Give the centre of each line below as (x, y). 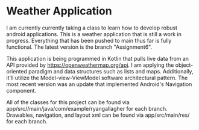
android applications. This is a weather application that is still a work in (94, 34)
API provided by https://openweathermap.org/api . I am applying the (90, 65)
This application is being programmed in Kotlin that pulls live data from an (97, 58)
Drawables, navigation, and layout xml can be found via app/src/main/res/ (98, 115)
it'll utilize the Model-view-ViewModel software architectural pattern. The (97, 78)
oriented (17, 71)
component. (21, 90)
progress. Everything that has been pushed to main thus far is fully (89, 40)
